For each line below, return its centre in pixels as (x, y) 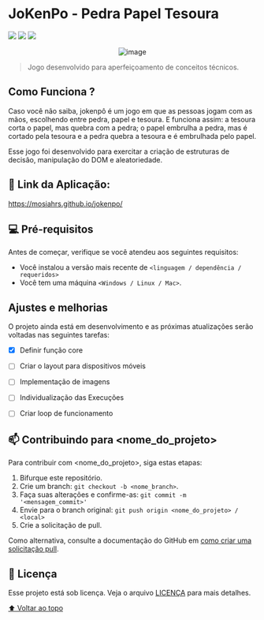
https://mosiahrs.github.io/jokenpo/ (65, 204)
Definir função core (51, 350)
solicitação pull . (33, 549)
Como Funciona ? (52, 92)
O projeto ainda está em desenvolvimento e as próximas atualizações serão (131, 327)
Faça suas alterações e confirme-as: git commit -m (103, 495)
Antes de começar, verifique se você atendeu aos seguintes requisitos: (123, 252)
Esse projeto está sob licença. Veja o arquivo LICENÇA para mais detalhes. (130, 593)
